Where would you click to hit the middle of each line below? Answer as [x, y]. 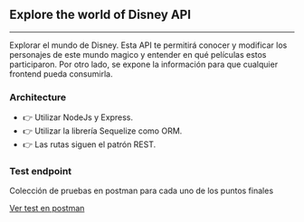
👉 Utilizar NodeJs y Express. [78, 117]
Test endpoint [41, 171]
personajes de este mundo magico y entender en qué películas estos [138, 54]
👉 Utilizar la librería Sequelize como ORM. [102, 131]
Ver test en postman [47, 208]
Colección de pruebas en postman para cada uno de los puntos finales [142, 191]
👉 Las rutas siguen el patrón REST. [89, 144]
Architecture [38, 97]
